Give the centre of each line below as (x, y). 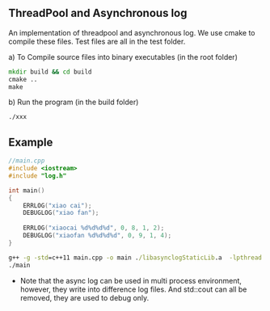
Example (31, 142)
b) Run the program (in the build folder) (74, 102)
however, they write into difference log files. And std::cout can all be (133, 289)
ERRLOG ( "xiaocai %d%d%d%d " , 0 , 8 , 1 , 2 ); (94, 228)
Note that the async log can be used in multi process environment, (131, 280)
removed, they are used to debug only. (84, 297)
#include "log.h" (38, 176)
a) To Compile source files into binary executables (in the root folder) (123, 57)
